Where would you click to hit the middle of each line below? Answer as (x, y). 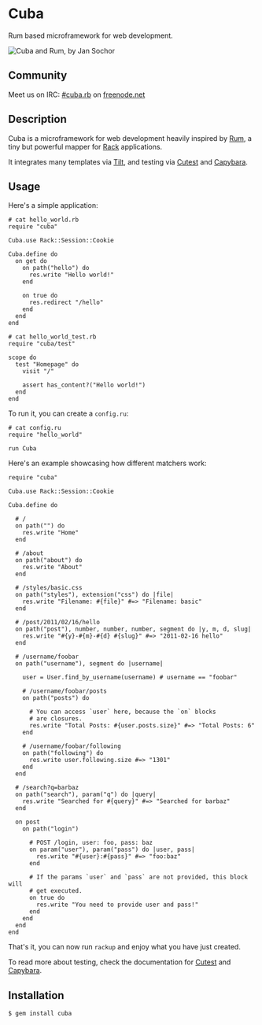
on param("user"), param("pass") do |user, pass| (112, 850)
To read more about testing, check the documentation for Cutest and (120, 962)
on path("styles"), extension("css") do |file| (95, 595)
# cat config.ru (35, 428)
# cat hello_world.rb (44, 220)
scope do (22, 358)
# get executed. (55, 891)
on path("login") (51, 829)
